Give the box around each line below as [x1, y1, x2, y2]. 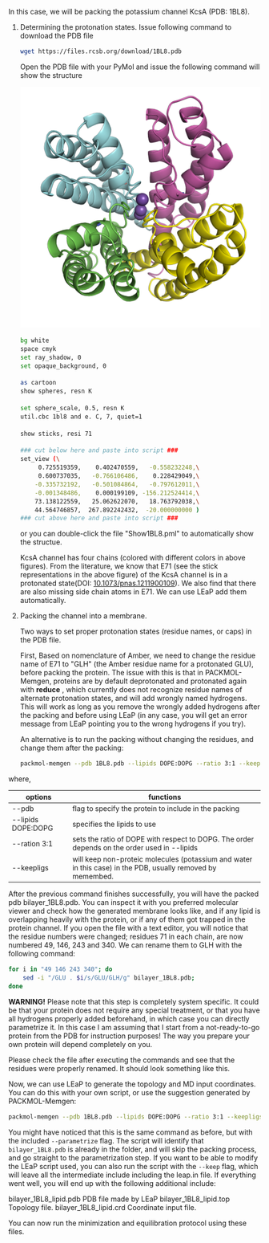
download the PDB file [19, 31, 94, 40]
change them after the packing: [19, 743, 124, 753]
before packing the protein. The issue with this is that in [19, 668, 204, 678]
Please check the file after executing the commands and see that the [8, 1055, 235, 1065]
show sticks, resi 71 [19, 430, 92, 438]
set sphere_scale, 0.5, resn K [19, 405, 125, 413]
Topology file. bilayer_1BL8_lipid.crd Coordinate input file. [8, 1202, 197, 1212]
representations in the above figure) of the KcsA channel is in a [19, 570, 228, 580]
